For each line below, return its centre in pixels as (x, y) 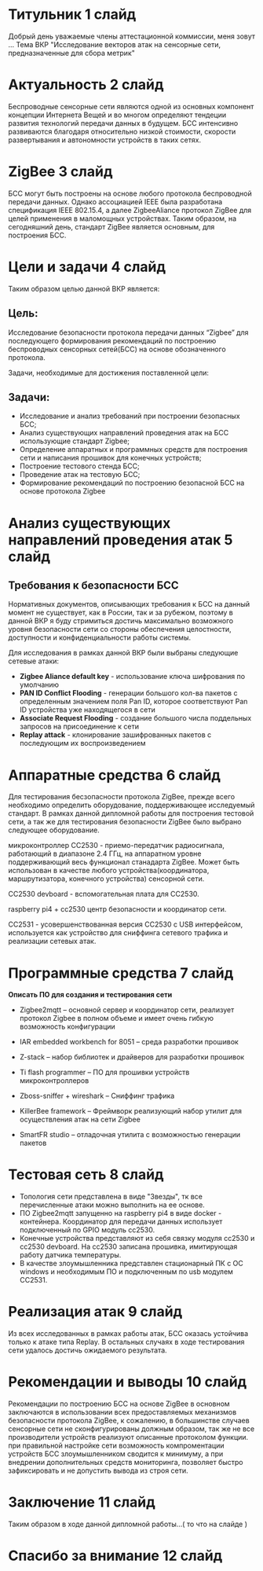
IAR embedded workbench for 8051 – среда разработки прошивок (129, 1042)
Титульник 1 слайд (72, 15)
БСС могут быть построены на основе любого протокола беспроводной (130, 193)
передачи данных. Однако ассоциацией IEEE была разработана (115, 201)
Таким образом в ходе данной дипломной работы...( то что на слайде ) (128, 1524)
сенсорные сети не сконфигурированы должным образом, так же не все (131, 1429)
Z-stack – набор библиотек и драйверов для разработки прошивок (132, 1057)
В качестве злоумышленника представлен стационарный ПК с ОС (131, 1264)
